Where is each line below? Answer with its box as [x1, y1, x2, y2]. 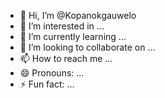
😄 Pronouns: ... [19, 67, 85, 79]
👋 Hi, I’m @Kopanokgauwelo [19, 10, 137, 21]
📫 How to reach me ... [19, 53, 113, 64]
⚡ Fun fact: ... [19, 78, 75, 90]
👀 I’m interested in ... [19, 20, 105, 32]
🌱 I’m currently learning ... [19, 31, 127, 42]
